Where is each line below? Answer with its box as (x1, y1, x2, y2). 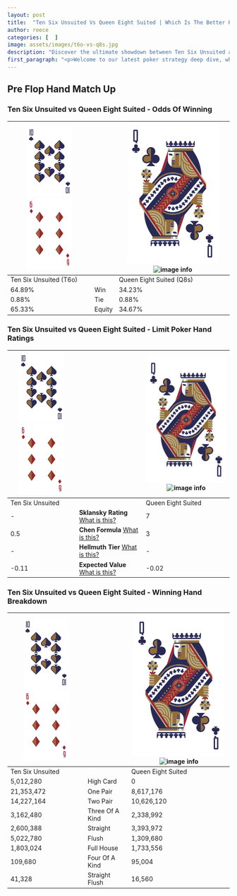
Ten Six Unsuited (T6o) (10, 276, 78, 284)
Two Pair (87, 796, 113, 805)
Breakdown (7, 596, 47, 606)
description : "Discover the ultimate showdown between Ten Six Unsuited (7, 49, 226, 56)
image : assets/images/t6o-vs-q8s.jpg (7, 41, 119, 49)
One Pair (87, 787, 113, 796)
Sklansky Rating (78, 508, 128, 516)
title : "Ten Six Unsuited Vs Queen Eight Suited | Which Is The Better (7, 18, 226, 26)
